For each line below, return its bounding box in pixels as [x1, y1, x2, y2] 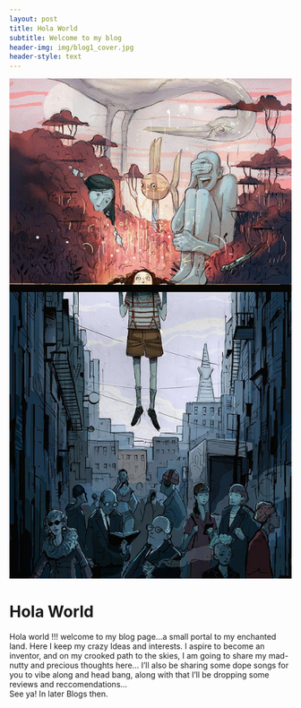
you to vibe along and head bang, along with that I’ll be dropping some [9, 669, 271, 680]
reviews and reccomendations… [9, 678, 128, 689]
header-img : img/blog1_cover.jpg [9, 43, 134, 52]
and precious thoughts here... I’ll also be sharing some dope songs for [30, 660, 289, 670]
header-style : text [9, 52, 82, 62]
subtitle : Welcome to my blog [9, 33, 123, 42]
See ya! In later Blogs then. [9, 688, 109, 699]
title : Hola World [9, 23, 78, 33]
